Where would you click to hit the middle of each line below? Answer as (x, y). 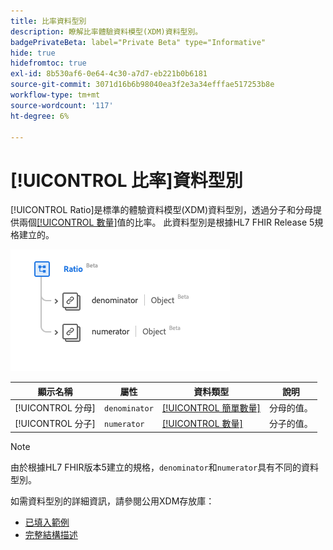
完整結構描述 (51, 534)
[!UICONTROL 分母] (55, 408)
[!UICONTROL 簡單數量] (211, 408)
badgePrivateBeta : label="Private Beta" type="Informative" (138, 42)
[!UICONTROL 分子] (55, 424)
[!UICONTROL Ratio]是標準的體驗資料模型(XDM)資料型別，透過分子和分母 (162, 210)
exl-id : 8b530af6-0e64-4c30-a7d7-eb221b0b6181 (109, 74)
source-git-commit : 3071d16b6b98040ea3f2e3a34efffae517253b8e (142, 85)
